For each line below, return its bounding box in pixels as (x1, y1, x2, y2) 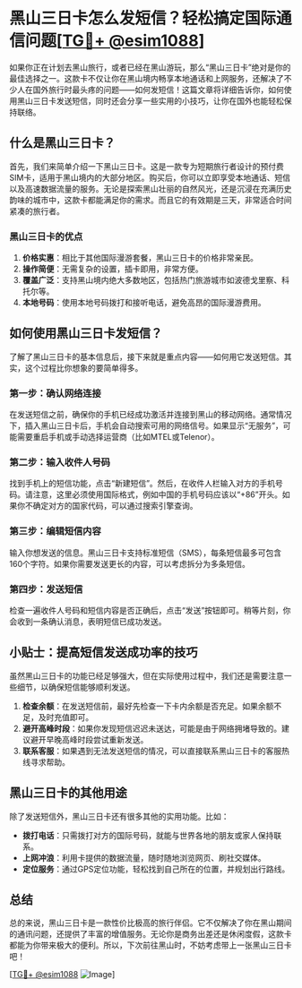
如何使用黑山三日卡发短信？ (9, 326, 163, 341)
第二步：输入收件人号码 (9, 456, 110, 468)
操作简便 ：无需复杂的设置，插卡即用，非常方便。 (22, 263, 203, 274)
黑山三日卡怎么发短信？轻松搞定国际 (9, 8, 277, 29)
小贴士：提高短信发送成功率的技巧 (9, 645, 198, 660)
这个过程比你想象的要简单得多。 (24, 362, 143, 373)
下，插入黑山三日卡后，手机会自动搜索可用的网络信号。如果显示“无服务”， (9, 420, 284, 431)
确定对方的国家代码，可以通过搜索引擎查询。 (32, 501, 198, 511)
